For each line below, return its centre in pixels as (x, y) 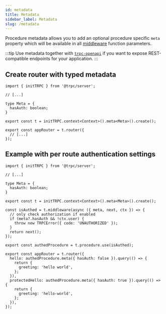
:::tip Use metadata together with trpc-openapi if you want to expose (76, 53)
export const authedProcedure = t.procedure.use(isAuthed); (70, 245)
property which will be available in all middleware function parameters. (78, 44)
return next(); (26, 232)
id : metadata (19, 10)
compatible (17, 59)
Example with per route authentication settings (80, 154)
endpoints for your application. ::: (64, 59)
